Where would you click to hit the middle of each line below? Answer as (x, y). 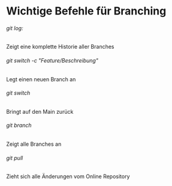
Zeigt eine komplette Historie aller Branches (60, 47)
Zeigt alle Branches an (34, 144)
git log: (15, 28)
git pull (15, 158)
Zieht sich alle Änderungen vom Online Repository (68, 176)
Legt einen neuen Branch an (41, 79)
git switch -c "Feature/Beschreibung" (52, 60)
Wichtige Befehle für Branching (86, 11)
